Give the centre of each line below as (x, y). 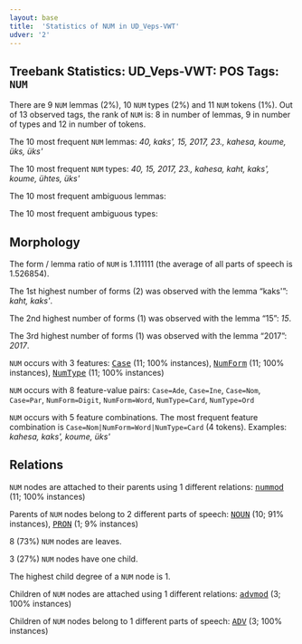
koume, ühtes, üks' (45, 178)
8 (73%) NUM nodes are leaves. (66, 541)
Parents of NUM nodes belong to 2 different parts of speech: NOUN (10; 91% (147, 514)
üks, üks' (26, 151)
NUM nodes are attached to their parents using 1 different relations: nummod (147, 486)
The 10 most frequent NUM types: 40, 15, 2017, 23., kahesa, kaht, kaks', (139, 169)
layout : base (34, 18)
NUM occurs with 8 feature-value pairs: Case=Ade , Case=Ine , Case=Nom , (135, 390)
